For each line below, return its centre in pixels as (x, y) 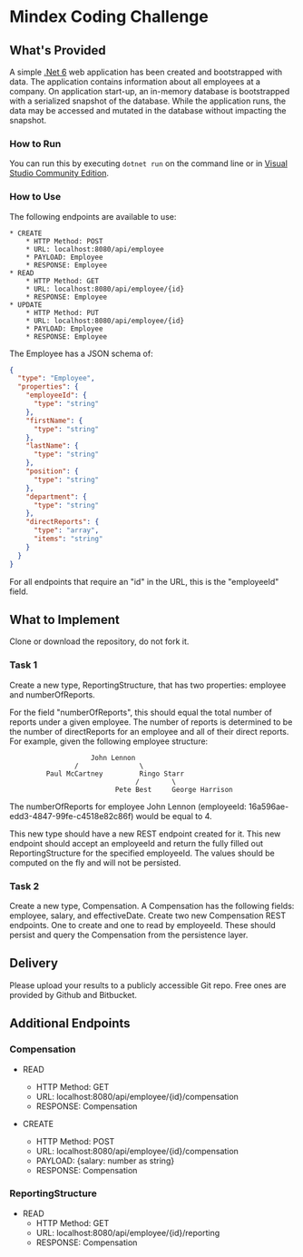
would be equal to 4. (174, 816)
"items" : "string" (68, 539)
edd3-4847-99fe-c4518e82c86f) (72, 816)
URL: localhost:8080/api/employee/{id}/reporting (128, 1232)
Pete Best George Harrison (174, 789)
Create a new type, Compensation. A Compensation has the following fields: (152, 906)
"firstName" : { (54, 421)
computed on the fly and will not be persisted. (95, 862)
